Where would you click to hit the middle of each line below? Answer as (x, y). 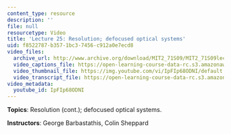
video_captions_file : (44, 65)
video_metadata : (30, 84)
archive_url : (32, 58)
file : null (23, 26)
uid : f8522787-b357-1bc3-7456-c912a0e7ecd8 (70, 45)
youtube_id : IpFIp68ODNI (49, 90)
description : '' (30, 20)
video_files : (26, 52)
